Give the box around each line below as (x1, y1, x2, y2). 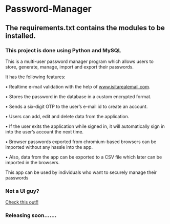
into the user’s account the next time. (5, 128, 83, 135)
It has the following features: (5, 74, 66, 80)
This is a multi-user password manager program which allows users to (5, 58, 154, 64)
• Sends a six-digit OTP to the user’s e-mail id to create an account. (5, 103, 148, 109)
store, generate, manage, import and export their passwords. (5, 63, 134, 70)
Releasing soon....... (5, 212, 57, 219)
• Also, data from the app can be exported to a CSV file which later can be (5, 154, 162, 160)
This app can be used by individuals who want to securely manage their (5, 169, 157, 175)
